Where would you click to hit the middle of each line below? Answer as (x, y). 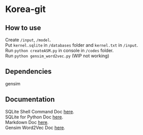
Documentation (30, 100)
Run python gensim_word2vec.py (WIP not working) (57, 56)
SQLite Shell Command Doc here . (40, 111)
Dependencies (28, 72)
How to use (23, 28)
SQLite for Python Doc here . (34, 117)
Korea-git (26, 9)
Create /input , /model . (28, 40)
